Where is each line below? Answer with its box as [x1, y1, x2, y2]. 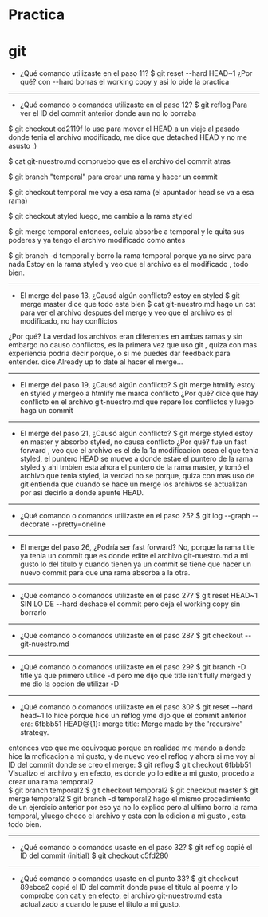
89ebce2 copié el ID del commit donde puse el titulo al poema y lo [19, 883, 238, 892]
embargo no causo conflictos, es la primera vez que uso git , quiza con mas [8, 340, 258, 350]
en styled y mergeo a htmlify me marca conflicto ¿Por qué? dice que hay [19, 389, 258, 399]
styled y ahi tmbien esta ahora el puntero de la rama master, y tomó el [19, 462, 250, 472]
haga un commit [19, 406, 73, 415]
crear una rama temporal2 [8, 777, 94, 787]
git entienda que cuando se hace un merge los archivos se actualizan [19, 479, 248, 489]
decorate [19, 519, 50, 529]
